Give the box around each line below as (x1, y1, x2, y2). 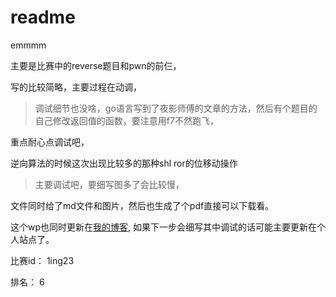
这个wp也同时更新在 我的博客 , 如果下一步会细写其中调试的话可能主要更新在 (10, 221, 318, 233)
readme (10, 6, 76, 29)
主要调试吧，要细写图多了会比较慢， (34, 178, 185, 190)
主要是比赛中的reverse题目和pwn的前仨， (10, 59, 182, 71)
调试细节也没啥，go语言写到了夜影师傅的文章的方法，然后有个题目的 (34, 102, 318, 114)
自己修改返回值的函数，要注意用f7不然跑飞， (34, 114, 219, 126)
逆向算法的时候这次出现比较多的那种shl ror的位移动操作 (10, 157, 238, 169)
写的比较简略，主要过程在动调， (10, 81, 142, 93)
